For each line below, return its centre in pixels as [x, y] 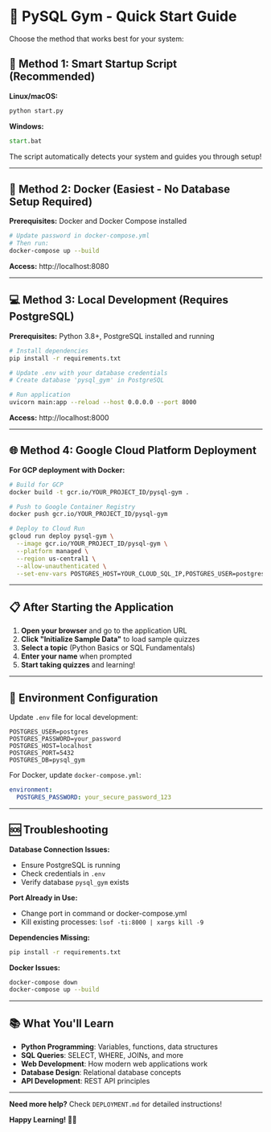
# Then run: [29, 244]
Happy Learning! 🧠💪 [43, 1120]
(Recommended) [52, 77]
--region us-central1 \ [56, 559]
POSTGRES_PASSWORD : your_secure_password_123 [94, 797]
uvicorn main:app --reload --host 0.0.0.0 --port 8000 [103, 403]
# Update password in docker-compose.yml [80, 236]
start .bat [26, 141]
